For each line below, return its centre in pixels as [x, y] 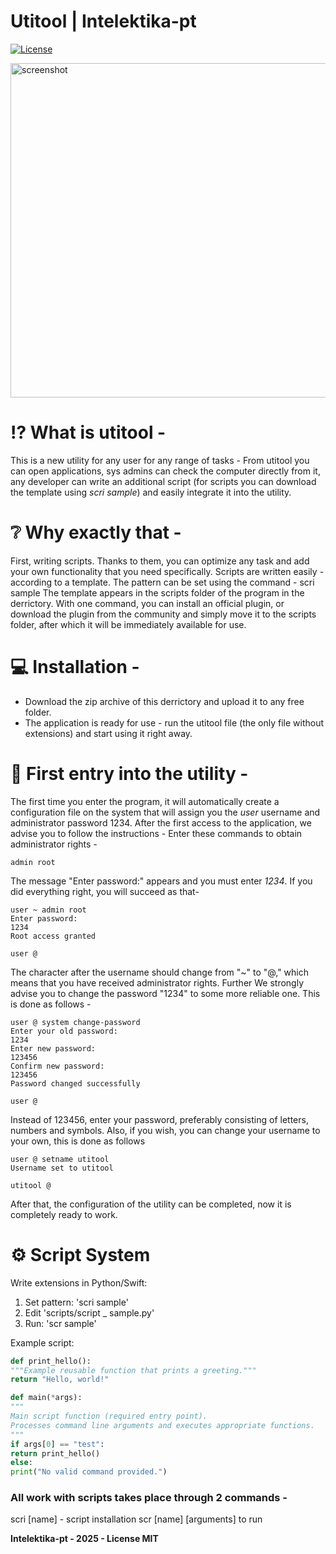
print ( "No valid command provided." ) [89, 1472]
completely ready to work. [64, 1214]
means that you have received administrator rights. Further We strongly [157, 982]
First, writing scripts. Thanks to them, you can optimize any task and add [160, 561]
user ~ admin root [48, 910]
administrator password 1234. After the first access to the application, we [161, 822]
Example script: [42, 1342]
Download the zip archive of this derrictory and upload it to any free [164, 701]
